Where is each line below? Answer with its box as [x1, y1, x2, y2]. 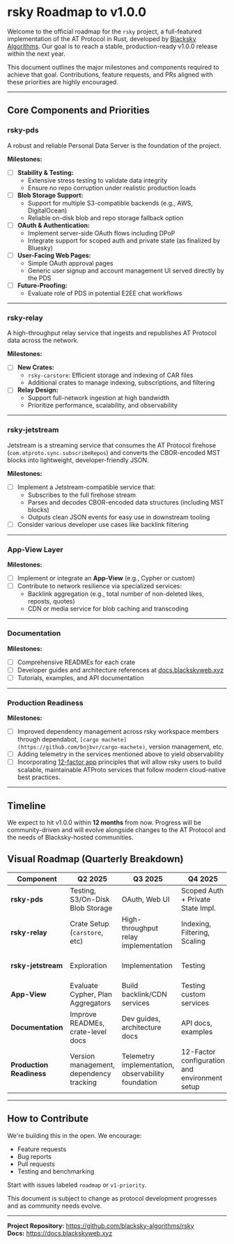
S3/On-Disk [70, 894, 110, 904]
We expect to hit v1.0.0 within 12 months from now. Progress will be [7, 818, 202, 827]
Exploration [70, 960, 107, 970]
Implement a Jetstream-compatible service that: [17, 482, 156, 491]
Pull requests [17, 1160, 56, 1168]
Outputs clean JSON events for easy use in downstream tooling [27, 513, 210, 521]
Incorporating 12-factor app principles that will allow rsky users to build [17, 758, 222, 767]
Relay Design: [17, 386, 58, 394]
